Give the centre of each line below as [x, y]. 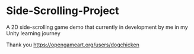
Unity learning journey [33, 33]
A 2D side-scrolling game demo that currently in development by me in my [97, 27]
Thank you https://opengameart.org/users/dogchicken [73, 45]
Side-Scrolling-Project [63, 11]
